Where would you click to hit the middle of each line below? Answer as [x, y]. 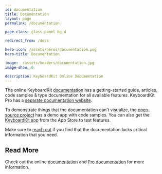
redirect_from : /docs [27, 41]
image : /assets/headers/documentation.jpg [50, 63]
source [12, 115]
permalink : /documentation [32, 23]
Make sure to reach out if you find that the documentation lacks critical [76, 130]
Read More [22, 150]
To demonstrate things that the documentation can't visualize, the [71, 110]
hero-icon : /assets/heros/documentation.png [51, 50]
